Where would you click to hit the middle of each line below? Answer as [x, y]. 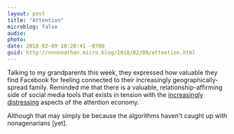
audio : [17, 33]
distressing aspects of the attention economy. [73, 102]
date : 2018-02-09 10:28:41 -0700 [56, 46]
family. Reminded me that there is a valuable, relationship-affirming [126, 87]
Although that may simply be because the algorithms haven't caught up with [117, 115]
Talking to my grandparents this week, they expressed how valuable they [112, 72]
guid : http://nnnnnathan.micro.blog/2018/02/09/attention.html [102, 53]
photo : [17, 40]
